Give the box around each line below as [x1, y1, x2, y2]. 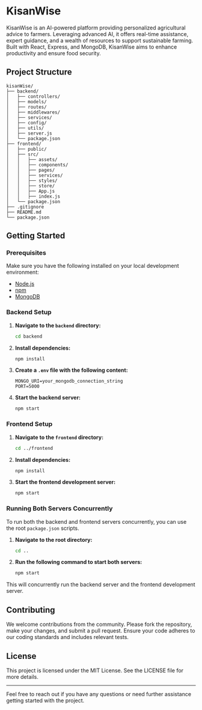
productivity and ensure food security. [6, 49, 101, 56]
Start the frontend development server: [14, 479, 116, 486]
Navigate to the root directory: [14, 536, 93, 543]
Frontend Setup [6, 420, 53, 428]
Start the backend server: [14, 394, 81, 401]
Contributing [6, 605, 55, 615]
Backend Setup [6, 308, 52, 317]
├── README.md [6, 209, 42, 215]
